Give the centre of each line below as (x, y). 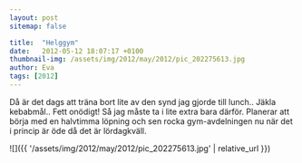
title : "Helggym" (44, 43)
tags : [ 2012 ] (34, 77)
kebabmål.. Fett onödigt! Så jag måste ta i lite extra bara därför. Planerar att (150, 111)
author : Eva (32, 68)
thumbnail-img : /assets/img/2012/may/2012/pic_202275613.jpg (127, 60)
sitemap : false (38, 26)
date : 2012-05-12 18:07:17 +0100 (77, 51)
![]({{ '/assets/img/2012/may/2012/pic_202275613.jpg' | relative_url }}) (140, 148)
